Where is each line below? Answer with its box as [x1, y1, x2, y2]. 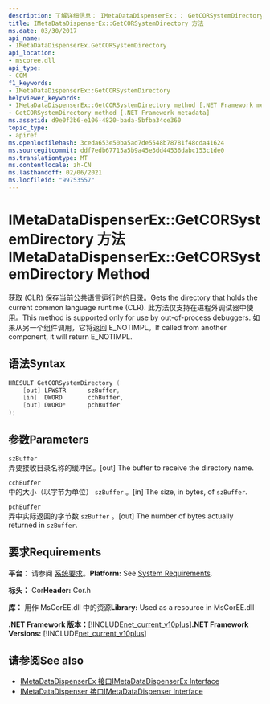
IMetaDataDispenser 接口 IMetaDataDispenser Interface [19, 686, 203, 696]
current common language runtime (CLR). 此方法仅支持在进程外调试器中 [8, 302, 247, 312]
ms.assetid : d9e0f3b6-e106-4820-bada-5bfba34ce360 [8, 117, 182, 125]
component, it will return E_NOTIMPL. [8, 331, 133, 342]
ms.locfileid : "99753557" [8, 176, 95, 185]
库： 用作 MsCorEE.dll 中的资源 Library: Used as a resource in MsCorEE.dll [8, 602, 255, 612]
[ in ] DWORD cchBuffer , [22, 394, 125, 402]
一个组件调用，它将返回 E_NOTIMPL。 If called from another [29, 322, 227, 332]
